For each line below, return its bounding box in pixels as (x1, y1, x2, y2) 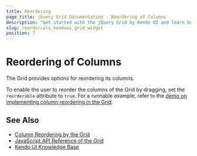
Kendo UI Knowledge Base (14, 143, 79, 150)
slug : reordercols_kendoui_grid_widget (6, 25, 104, 31)
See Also (6, 115, 39, 126)
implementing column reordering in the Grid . (6, 99, 113, 106)
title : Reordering (6, 8, 51, 15)
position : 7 (6, 30, 35, 36)
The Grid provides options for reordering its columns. (6, 75, 135, 82)
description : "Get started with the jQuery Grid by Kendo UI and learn (6, 19, 185, 25)
